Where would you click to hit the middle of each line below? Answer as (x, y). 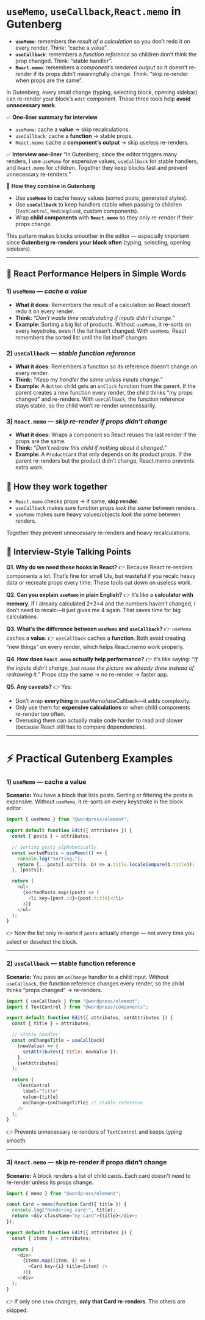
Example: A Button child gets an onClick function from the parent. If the (106, 386)
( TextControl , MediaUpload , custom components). (77, 211)
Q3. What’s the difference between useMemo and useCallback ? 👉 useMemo (99, 629)
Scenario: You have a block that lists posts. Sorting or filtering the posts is (100, 795)
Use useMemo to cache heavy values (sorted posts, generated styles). (101, 198)
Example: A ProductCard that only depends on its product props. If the (103, 454)
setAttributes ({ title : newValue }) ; (70, 1052)
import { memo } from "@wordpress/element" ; (64, 1193)
